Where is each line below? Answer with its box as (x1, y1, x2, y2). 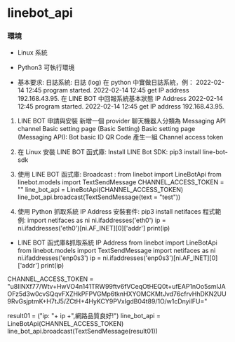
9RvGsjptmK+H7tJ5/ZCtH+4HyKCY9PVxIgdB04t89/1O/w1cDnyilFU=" (7, 297, 208, 306)
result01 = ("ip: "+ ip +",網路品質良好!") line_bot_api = (7, 312, 161, 320)
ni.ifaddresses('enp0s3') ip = (17, 254, 102, 262)
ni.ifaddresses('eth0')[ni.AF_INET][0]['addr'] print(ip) (17, 224, 170, 233)
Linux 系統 (17, 48, 48, 57)
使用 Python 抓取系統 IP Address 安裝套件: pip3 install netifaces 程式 (17, 207, 215, 216)
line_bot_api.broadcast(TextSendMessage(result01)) (7, 327, 158, 336)
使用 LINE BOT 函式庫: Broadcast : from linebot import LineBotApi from (17, 170, 222, 179)
